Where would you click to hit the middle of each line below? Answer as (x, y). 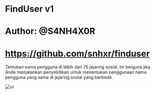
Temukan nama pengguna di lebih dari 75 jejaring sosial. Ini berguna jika (78, 67)
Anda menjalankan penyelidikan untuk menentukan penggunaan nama (76, 72)
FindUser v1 (29, 9)
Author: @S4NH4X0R (50, 31)
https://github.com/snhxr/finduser (77, 53)
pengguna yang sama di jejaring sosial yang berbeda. (59, 77)
